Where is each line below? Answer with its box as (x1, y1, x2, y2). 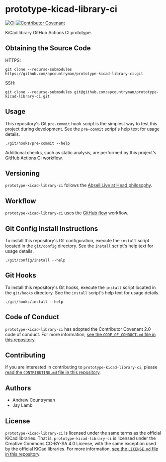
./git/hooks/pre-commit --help (5, 141, 70, 146)
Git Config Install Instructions (5, 224, 98, 233)
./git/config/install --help (5, 258, 66, 263)
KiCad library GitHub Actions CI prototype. (5, 29, 92, 35)
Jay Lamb (12, 402, 33, 408)
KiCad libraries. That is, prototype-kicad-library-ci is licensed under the (5, 435, 156, 441)
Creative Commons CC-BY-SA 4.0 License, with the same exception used (5, 441, 157, 447)
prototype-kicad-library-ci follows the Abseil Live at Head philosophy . (5, 183, 153, 188)
